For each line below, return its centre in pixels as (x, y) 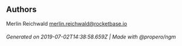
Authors (21, 10)
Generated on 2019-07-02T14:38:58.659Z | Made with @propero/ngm (91, 37)
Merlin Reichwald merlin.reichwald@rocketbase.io (67, 23)
